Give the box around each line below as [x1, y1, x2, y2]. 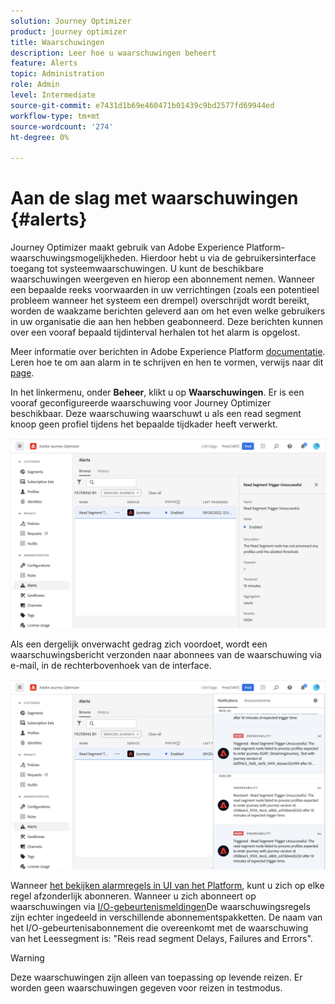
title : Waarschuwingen [10, 37, 105, 47]
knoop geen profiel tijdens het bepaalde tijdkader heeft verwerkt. [10, 418, 278, 430]
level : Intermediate [10, 90, 97, 100]
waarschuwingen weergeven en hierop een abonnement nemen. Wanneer [10, 273, 316, 285]
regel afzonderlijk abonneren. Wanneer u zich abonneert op [10, 890, 257, 902]
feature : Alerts [10, 58, 78, 69]
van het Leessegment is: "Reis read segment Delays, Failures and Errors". [10, 933, 313, 945]
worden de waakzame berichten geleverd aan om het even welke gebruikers [10, 305, 326, 317]
